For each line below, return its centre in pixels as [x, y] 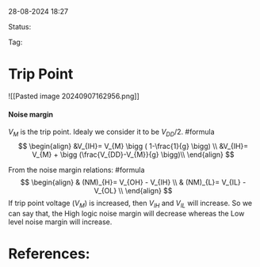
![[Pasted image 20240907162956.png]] [74, 96]
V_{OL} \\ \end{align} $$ [133, 190]
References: [49, 254]
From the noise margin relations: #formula [76, 170]
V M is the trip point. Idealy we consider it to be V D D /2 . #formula [112, 132]
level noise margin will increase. [60, 222]
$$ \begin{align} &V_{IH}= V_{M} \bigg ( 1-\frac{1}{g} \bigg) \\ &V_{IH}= [133, 146]
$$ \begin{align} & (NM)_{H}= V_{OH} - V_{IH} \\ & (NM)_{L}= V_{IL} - [133, 182]
